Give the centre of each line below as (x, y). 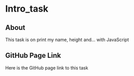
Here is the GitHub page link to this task (47, 68)
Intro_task (27, 9)
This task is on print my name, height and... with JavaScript (67, 40)
